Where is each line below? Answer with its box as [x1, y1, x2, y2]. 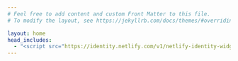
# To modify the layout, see [7, 17, 93, 24]
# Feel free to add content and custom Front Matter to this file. [7, 10, 211, 18]
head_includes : [7, 36, 52, 43]
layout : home [7, 30, 46, 37]
